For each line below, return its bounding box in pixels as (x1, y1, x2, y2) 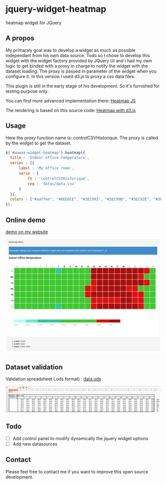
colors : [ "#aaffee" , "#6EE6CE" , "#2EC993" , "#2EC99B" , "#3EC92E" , (10, 197, 152, 202)
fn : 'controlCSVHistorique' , (27, 176, 90, 181)
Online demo (5, 216, 46, 224)
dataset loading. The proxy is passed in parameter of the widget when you (5, 68, 157, 74)
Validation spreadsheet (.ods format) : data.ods (5, 376, 101, 382)
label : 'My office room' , (18, 166, 74, 171)
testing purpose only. (5, 88, 49, 94)
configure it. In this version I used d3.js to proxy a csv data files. (5, 73, 135, 79)
